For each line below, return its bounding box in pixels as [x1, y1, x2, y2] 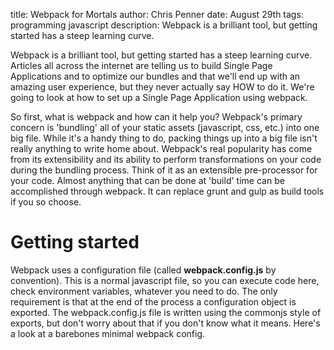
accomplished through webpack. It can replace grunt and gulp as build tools [10, 185, 325, 197]
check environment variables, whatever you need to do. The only [10, 285, 278, 297]
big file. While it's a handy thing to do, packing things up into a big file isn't [10, 132, 318, 144]
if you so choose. [10, 196, 82, 208]
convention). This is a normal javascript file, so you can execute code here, [10, 274, 320, 286]
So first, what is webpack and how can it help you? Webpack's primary [10, 111, 303, 123]
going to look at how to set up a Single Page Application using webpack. [10, 92, 308, 103]
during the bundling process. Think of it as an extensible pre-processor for [10, 164, 318, 176]
